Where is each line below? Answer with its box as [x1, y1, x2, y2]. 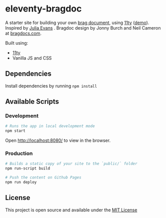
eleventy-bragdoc [5, 3, 82, 15]
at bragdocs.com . [5, 30, 41, 36]
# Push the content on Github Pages [5, 175, 81, 180]
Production [5, 150, 33, 157]
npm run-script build [5, 166, 50, 171]
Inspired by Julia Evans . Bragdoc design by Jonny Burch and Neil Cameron [5, 25, 161, 31]
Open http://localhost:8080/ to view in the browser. [5, 137, 111, 143]
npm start [5, 128, 26, 133]
